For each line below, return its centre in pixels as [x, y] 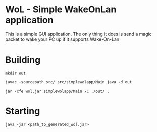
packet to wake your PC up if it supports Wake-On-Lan [62, 39]
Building [23, 60]
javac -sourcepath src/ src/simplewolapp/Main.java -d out [69, 82]
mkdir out [16, 73]
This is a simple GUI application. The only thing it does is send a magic [79, 34]
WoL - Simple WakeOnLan [61, 9]
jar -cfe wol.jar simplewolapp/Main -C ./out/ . [57, 91]
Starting [23, 111]
